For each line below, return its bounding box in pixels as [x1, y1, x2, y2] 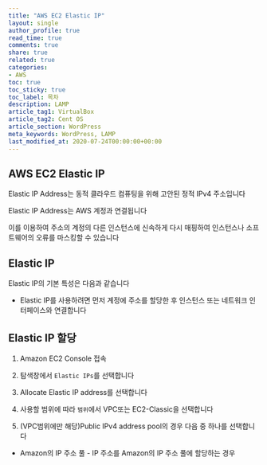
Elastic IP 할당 [8, 331, 77, 345]
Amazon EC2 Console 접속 [19, 354, 107, 363]
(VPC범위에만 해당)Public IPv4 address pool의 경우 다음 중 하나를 [19, 421, 228, 431]
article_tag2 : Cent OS [8, 115, 84, 123]
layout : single [8, 19, 59, 27]
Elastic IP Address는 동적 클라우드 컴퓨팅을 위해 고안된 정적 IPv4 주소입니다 [8, 189, 245, 199]
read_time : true [8, 33, 62, 42]
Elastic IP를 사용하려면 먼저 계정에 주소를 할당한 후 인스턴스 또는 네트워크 [19, 295, 248, 305]
